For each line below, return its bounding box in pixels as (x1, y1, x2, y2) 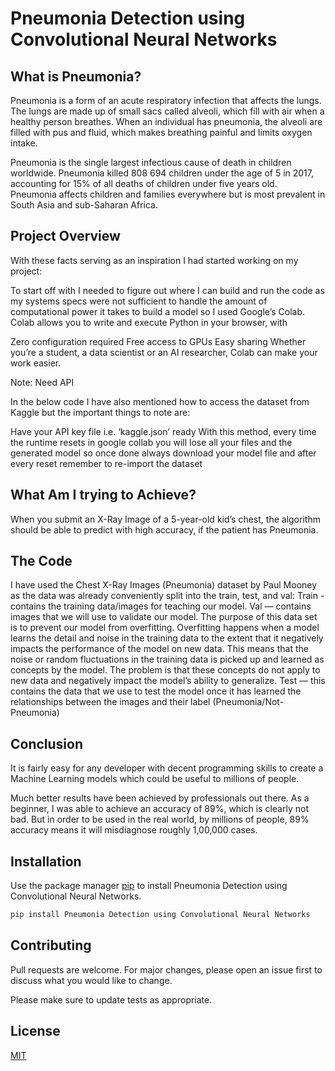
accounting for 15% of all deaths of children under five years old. (10, 178, 278, 189)
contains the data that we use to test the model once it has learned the (10, 685, 302, 697)
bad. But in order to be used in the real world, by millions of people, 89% (10, 813, 310, 826)
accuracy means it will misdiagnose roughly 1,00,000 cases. (10, 824, 258, 836)
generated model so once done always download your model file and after (10, 447, 317, 459)
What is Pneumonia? (10, 68, 142, 85)
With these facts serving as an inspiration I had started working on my (10, 254, 299, 266)
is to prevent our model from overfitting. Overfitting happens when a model (10, 622, 320, 634)
